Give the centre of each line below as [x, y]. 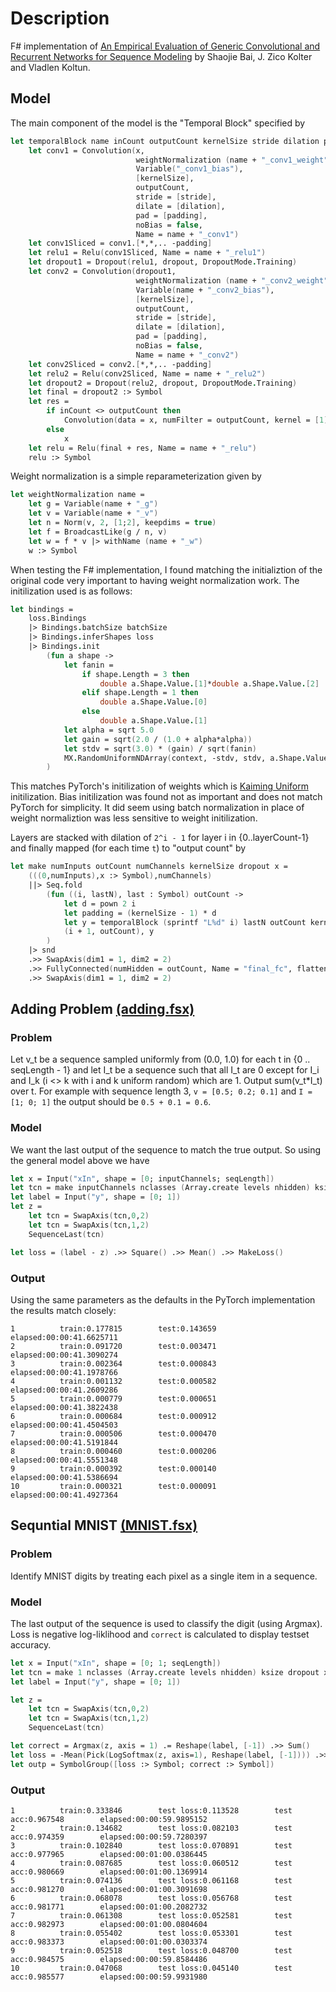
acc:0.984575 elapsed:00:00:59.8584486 [109, 1959]
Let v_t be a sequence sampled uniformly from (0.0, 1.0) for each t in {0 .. [160, 1059]
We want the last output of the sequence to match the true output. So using [166, 1149]
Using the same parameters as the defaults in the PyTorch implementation [163, 1299]
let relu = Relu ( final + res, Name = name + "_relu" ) [142, 448]
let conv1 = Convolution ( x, [86, 150]
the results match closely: [63, 1310]
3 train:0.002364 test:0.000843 [113, 1363]
